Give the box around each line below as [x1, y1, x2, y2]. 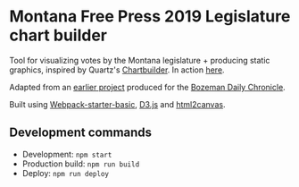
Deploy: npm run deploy [21, 167, 110, 178]
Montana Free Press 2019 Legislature [9, 6, 291, 27]
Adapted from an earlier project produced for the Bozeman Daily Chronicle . [9, 81, 286, 92]
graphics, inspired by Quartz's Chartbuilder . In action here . [9, 64, 225, 75]
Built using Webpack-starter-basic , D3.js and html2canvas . [9, 98, 226, 109]
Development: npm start [21, 149, 112, 159]
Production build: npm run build [21, 158, 140, 169]
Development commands [9, 125, 153, 140]
